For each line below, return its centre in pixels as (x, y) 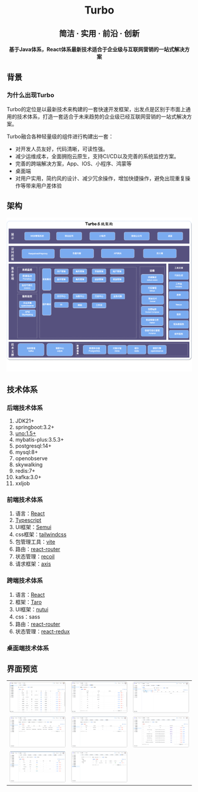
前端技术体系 (25, 500)
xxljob (22, 483)
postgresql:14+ (33, 446)
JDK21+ (25, 421)
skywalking (29, 464)
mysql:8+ (27, 452)
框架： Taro (28, 602)
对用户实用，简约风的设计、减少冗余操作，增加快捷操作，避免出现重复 (100, 178)
